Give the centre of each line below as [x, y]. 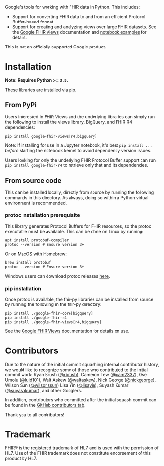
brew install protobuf [28, 262]
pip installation [23, 288]
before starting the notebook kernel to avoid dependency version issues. [78, 150]
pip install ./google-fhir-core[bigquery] [49, 314]
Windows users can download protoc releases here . [58, 276]
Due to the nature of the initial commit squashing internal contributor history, [82, 365]
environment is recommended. [36, 203]
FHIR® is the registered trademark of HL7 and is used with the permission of [82, 448]
